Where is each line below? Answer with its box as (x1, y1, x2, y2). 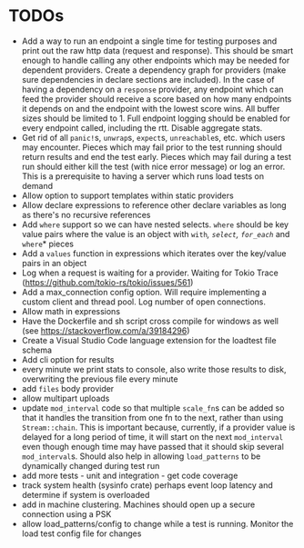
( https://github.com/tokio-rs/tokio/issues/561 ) (21, 276, 194, 287)
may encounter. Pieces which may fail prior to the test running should (21, 142, 283, 153)
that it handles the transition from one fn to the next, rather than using (21, 412, 284, 423)
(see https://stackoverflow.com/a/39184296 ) (21, 324, 190, 336)
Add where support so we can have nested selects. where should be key (21, 219, 289, 230)
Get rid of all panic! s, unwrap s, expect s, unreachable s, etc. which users (21, 132, 286, 143)
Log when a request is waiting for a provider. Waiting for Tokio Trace (21, 267, 279, 278)
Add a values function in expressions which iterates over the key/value (21, 247, 287, 259)
